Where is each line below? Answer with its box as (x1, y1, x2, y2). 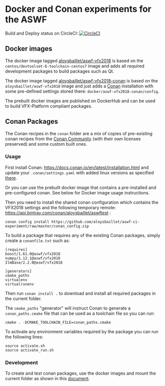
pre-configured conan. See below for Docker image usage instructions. (5, 190, 150, 195)
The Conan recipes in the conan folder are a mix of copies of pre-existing (5, 130, 153, 136)
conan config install (5, 219, 50, 224)
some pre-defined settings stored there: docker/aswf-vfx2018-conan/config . (5, 88, 160, 94)
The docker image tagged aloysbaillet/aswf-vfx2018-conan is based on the (5, 77, 158, 83)
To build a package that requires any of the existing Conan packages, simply (5, 232, 161, 238)
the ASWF (5, 14, 47, 25)
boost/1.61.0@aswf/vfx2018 (5, 251, 61, 256)
